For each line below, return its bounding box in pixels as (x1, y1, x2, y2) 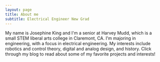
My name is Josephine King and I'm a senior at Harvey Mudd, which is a (5, 30, 152, 36)
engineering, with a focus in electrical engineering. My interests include (5, 41, 151, 47)
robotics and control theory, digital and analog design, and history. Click (5, 46, 152, 52)
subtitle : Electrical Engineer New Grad (5, 16, 90, 21)
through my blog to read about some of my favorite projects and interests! (5, 51, 156, 57)
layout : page (5, 7, 32, 12)
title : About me (5, 12, 39, 17)
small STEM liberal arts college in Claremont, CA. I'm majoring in (5, 35, 136, 41)
